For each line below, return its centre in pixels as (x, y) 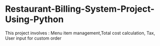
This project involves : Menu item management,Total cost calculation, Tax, (80, 33)
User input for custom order (33, 38)
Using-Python (34, 19)
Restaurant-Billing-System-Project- (80, 9)
